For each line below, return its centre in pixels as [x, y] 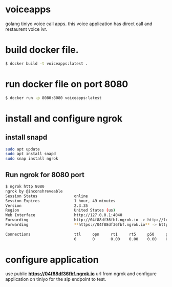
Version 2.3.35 [47, 206]
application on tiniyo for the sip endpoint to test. [56, 279]
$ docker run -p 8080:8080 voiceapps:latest [53, 98]
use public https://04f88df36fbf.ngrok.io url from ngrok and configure [81, 274]
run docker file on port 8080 [67, 84]
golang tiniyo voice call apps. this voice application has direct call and [79, 24]
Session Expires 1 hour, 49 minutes [60, 201]
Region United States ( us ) [60, 211]
